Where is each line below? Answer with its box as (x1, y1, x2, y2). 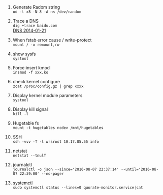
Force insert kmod (12, 65, 50, 70)
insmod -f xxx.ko (12, 70, 49, 75)
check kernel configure (12, 79, 60, 84)
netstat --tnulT (12, 153, 46, 158)
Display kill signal (12, 106, 48, 112)
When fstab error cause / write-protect (12, 37, 92, 43)
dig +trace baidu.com (12, 23, 57, 28)
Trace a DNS (12, 18, 39, 24)
